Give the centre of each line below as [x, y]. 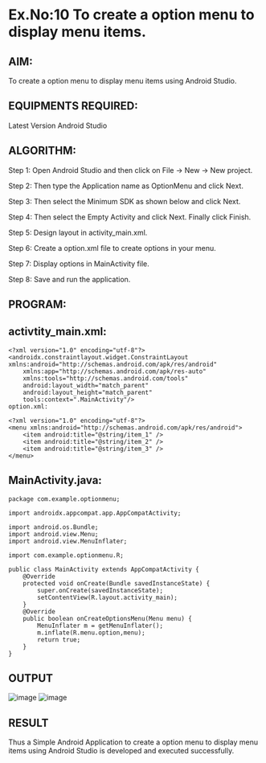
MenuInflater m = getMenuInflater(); [100, 626]
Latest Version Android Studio [58, 125]
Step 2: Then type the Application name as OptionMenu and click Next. [126, 186]
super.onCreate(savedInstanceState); [100, 590]
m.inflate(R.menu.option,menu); [92, 633]
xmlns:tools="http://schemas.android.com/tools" [106, 378]
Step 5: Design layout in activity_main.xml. [78, 232]
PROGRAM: [37, 304]
